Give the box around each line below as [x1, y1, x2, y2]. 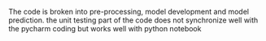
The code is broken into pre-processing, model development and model [8, 7, 250, 16]
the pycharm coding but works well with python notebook [8, 24, 202, 33]
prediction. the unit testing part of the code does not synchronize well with [8, 15, 259, 25]
